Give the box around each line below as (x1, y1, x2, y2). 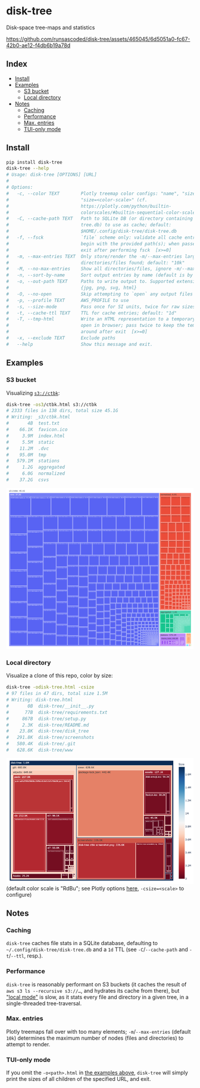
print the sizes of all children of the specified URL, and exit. (6, 1075, 151, 1083)
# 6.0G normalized (6, 470, 65, 477)
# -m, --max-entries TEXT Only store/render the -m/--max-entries (6, 253, 183, 260)
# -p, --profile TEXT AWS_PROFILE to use (6, 297, 129, 303)
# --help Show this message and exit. (6, 341, 153, 347)
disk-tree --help (6, 166, 49, 172)
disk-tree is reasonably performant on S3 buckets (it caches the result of (6, 981, 187, 988)
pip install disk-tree (6, 159, 62, 165)
